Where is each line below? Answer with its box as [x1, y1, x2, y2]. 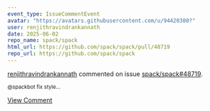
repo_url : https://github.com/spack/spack [7, 51, 135, 58]
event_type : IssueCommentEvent [7, 10, 100, 18]
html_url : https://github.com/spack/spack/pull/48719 [7, 43, 171, 51]
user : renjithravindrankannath [7, 23, 100, 31]
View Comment [7, 95, 53, 104]
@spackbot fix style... [7, 83, 61, 90]
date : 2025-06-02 [7, 30, 59, 38]
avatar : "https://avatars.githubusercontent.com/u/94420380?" [7, 17, 196, 24]
